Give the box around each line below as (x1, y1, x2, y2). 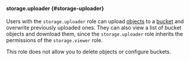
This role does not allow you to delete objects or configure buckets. (6, 48, 171, 56)
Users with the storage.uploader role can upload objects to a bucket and (6, 18, 184, 25)
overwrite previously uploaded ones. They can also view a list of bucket (6, 24, 182, 31)
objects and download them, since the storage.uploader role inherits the (6, 30, 183, 38)
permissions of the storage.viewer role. (6, 37, 103, 44)
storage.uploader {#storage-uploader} (6, 5, 104, 12)
